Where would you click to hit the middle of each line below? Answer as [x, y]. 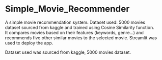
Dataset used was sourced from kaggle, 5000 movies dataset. [68, 52]
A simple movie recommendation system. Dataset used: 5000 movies [75, 22]
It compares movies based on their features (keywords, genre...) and [74, 32]
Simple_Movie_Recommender [67, 9]
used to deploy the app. [29, 43]
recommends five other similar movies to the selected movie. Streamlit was [81, 38]
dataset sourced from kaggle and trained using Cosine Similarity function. [80, 27]
